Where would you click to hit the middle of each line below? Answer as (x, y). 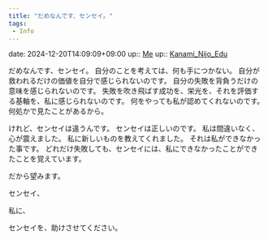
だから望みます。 (37, 176)
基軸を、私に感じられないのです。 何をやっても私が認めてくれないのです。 (140, 101)
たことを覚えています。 (47, 159)
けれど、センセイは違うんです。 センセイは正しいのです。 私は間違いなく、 (134, 129)
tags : (17, 24)
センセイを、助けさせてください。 (65, 228)
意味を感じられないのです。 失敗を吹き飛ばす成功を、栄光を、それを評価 (130, 91)
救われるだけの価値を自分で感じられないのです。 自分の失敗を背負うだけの (133, 81)
